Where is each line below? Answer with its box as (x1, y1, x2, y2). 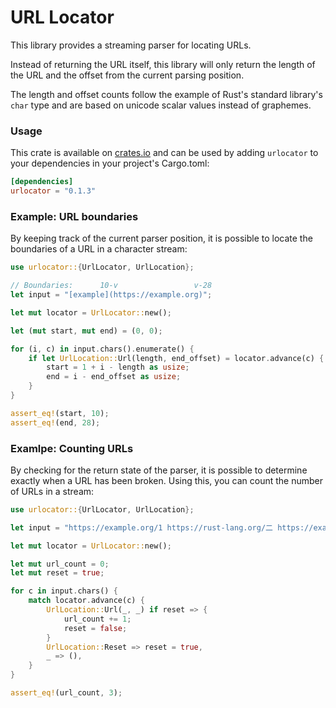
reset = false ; (63, 623, 128, 633)
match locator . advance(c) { (28, 596, 145, 606)
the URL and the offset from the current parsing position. (10, 69, 245, 81)
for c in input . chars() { (10, 586, 118, 596)
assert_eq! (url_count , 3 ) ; (10, 688, 123, 698)
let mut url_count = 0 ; (10, 559, 110, 569)
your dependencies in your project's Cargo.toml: (10, 157, 210, 170)
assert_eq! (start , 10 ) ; (10, 408, 110, 418)
